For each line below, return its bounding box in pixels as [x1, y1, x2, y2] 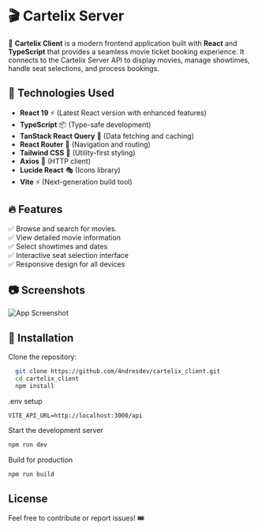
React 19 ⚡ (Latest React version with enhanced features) [19, 108, 208, 118]
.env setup [8, 396, 43, 405]
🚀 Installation [8, 331, 74, 345]
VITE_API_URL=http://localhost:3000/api [8, 412, 144, 420]
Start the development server [8, 425, 104, 435]
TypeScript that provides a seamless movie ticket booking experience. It [8, 47, 245, 56]
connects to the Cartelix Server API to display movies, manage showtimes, [8, 55, 250, 65]
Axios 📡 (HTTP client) [19, 156, 92, 166]
